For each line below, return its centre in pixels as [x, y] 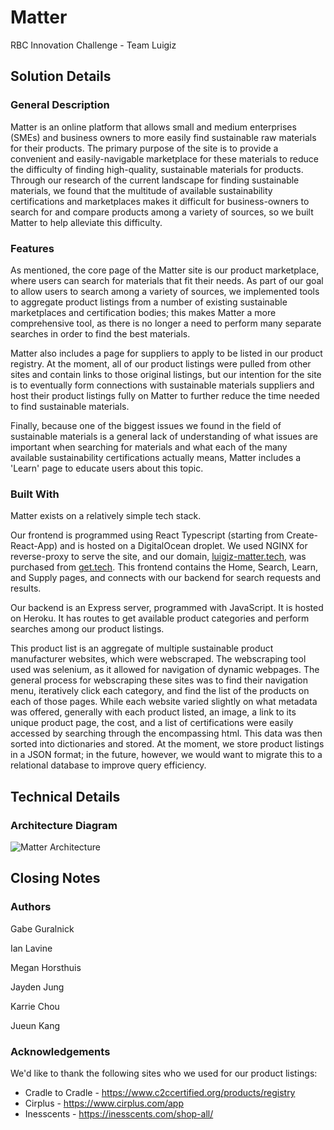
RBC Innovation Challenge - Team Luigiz [93, 45]
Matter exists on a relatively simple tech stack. [106, 516]
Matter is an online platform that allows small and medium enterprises [153, 127]
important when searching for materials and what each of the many [149, 447]
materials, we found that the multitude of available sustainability [141, 190]
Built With [35, 494]
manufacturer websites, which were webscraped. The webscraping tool [158, 659]
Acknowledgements [60, 1051]
